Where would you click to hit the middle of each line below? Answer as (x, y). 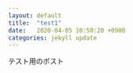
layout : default (35, 15)
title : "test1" (35, 23)
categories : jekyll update (53, 38)
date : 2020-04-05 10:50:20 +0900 (67, 30)
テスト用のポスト (36, 61)
